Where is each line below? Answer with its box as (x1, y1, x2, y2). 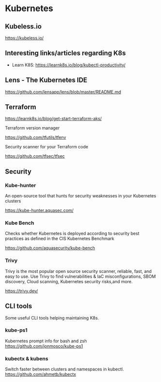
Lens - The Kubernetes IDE (5, 76, 88, 84)
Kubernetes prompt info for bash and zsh (5, 338, 87, 344)
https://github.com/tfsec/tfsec (5, 153, 65, 159)
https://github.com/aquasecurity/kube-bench (5, 245, 95, 251)
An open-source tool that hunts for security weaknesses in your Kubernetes (5, 193, 156, 199)
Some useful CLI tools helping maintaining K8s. (5, 315, 99, 320)
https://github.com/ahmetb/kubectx (5, 371, 76, 377)
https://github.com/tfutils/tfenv (5, 134, 66, 141)
